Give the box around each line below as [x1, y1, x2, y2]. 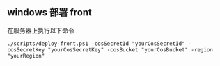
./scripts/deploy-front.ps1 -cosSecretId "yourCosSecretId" [7, 40, 186, 47]
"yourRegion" [7, 52, 45, 59]
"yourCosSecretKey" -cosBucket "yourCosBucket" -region [47, 46, 214, 53]
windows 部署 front [7, 6, 93, 19]
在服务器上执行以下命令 [7, 26, 74, 35]
